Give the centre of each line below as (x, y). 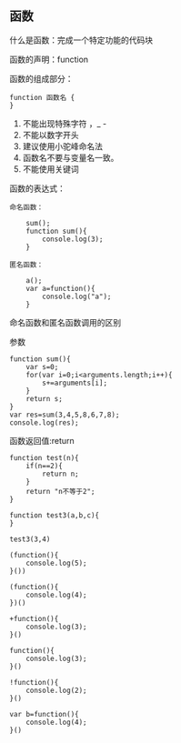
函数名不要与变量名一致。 (70, 157)
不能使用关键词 (50, 169)
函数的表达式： (37, 188)
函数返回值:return (42, 440)
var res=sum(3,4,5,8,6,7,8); (65, 415)
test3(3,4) (30, 539)
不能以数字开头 (50, 135)
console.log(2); (57, 690)
